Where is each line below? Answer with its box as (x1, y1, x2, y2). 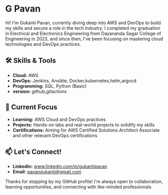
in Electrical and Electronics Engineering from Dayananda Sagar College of (5, 30, 161, 36)
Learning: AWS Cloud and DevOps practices (12, 116, 106, 122)
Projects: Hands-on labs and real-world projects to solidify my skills (12, 121, 155, 127)
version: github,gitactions (12, 88, 67, 94)
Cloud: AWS (12, 72, 39, 78)
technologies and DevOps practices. (5, 41, 81, 47)
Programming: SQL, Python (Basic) (12, 83, 87, 89)
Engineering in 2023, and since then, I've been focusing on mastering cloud (5, 36, 163, 42)
